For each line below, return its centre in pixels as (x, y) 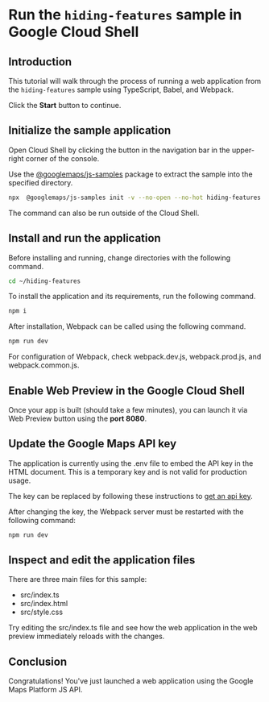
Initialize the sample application (90, 131)
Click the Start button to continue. (65, 105)
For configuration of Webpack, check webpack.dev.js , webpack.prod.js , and (135, 357)
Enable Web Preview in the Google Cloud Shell (127, 390)
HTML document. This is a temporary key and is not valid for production (128, 471)
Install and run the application (85, 238)
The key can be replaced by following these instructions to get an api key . (130, 496)
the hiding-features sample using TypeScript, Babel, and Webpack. (121, 89)
